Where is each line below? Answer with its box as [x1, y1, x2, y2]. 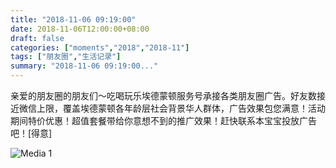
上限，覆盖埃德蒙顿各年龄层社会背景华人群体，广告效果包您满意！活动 [36, 102, 326, 114]
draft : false [10, 33, 65, 43]
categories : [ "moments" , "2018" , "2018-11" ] [10, 42, 190, 53]
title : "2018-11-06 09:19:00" [10, 14, 137, 25]
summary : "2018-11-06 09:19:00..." [10, 61, 159, 71]
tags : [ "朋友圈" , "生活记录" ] [10, 52, 122, 62]
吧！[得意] [10, 127, 53, 139]
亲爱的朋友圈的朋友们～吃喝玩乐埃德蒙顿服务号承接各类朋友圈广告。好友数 [10, 90, 317, 101]
